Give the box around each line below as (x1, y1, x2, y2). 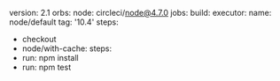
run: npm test (21, 62, 72, 72)
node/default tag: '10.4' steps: (9, 17, 120, 27)
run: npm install (21, 53, 79, 63)
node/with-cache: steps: (21, 43, 113, 54)
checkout (21, 34, 57, 44)
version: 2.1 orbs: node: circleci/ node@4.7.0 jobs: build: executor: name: (9, 8, 272, 18)
